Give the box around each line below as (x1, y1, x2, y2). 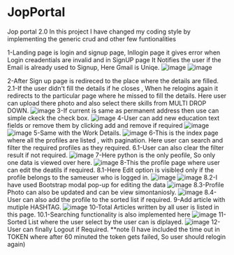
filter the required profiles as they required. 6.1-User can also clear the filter (7, 143, 224, 152)
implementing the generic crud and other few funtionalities (7, 34, 177, 43)
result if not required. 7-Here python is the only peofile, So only (7, 151, 216, 159)
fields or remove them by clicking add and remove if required (7, 121, 183, 129)
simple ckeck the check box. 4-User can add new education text (7, 113, 220, 122)
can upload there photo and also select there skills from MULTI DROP (7, 99, 207, 107)
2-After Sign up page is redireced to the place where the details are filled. (7, 76, 219, 85)
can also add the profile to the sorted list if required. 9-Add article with (22, 195, 226, 203)
